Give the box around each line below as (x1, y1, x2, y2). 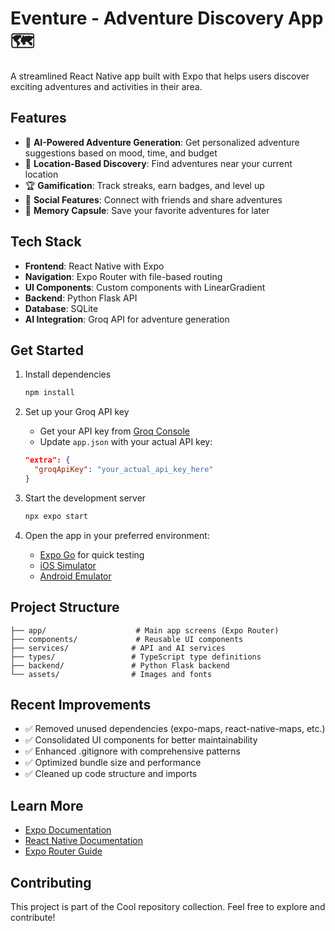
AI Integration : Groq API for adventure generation (24, 313, 230, 325)
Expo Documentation (24, 824, 112, 836)
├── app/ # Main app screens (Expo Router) (10, 625, 280, 636)
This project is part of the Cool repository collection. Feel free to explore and (10, 901, 326, 912)
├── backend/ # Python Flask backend (10, 660, 230, 671)
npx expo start (24, 511, 89, 521)
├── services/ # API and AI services (10, 643, 226, 653)
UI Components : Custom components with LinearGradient (24, 281, 266, 293)
